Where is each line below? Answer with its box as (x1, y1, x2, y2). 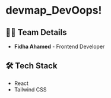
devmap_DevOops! (5, 4, 102, 17)
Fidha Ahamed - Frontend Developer (14, 43, 105, 50)
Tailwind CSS (14, 86, 47, 93)
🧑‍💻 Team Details (5, 27, 67, 37)
